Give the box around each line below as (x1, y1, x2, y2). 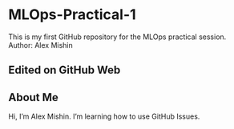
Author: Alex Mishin (8, 40, 74, 49)
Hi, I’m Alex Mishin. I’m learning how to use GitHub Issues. (8, 111, 200, 121)
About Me (8, 90, 58, 104)
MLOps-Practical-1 (8, 6, 136, 24)
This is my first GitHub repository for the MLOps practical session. (8, 32, 227, 41)
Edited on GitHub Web (8, 64, 121, 77)
